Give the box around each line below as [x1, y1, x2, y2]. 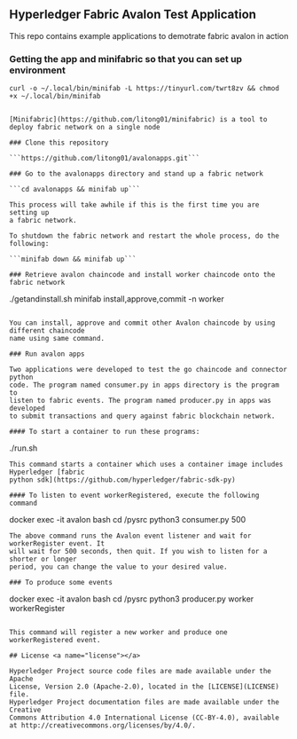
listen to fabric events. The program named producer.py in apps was [9, 397, 272, 405]
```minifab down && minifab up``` [9, 255, 137, 264]
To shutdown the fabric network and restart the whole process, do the [9, 232, 279, 240]
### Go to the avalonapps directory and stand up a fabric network [9, 169, 264, 178]
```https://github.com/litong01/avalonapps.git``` [9, 154, 200, 163]
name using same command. [9, 334, 105, 343]
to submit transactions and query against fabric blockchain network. [9, 412, 276, 421]
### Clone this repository [9, 138, 109, 147]
